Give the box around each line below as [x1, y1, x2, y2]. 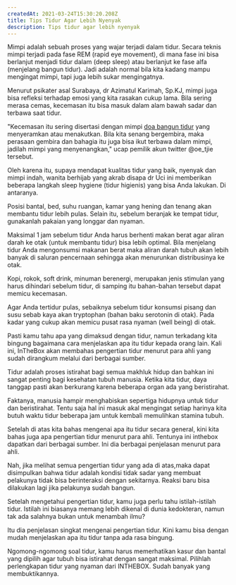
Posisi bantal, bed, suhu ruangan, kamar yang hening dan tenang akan [7, 202, 212, 211]
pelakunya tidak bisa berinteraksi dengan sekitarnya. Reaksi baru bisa [7, 476, 210, 485]
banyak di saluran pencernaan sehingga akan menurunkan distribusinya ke [7, 253, 225, 261]
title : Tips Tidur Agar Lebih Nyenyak [7, 17, 121, 24]
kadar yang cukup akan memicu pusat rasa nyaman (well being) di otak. [7, 318, 216, 326]
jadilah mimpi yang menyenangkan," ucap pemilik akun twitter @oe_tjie [7, 145, 213, 154]
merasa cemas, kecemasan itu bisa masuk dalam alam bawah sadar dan [7, 101, 217, 110]
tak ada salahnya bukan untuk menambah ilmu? [7, 512, 146, 521]
